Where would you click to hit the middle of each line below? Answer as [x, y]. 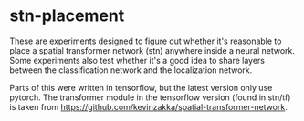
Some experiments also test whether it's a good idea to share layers [137, 60]
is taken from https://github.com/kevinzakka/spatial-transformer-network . [148, 106]
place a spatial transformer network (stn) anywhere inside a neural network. [152, 50]
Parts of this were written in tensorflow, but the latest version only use [141, 87]
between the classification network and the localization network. [131, 70]
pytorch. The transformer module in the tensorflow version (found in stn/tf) [150, 97]
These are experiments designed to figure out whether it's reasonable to [146, 41]
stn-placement [67, 16]
